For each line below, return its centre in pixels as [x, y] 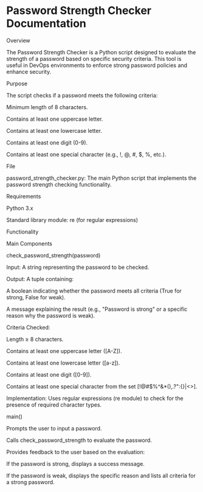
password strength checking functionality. [59, 184]
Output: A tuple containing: [40, 279]
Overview [18, 40]
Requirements [24, 196]
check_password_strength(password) [53, 255]
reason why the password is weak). [51, 315]
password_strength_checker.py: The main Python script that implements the [101, 178]
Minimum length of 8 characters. [47, 107]
